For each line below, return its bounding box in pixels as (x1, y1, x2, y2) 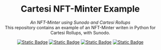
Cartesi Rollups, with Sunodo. (50, 30, 110, 35)
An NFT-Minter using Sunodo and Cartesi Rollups (30, 19, 130, 25)
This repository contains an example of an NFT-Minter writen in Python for (4, 24, 156, 30)
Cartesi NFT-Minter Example (20, 3, 140, 15)
